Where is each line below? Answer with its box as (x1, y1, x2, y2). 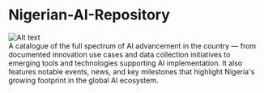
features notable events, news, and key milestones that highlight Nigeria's (8, 66, 255, 76)
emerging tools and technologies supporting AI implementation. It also (8, 58, 243, 68)
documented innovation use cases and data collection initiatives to (8, 49, 231, 59)
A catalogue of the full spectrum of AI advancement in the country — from (8, 40, 257, 50)
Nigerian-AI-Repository (8, 6, 170, 24)
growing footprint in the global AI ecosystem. (8, 75, 159, 85)
